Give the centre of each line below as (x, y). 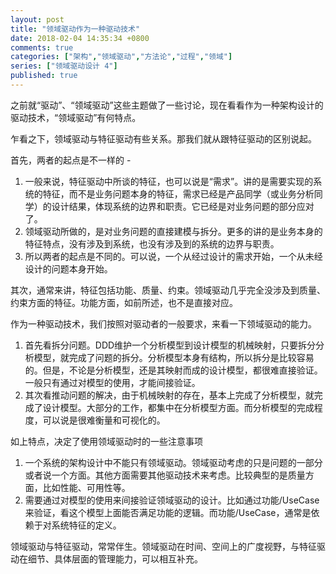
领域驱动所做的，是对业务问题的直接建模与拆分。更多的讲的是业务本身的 (173, 231)
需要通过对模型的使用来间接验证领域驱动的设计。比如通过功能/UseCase (172, 500)
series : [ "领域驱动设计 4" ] (64, 66)
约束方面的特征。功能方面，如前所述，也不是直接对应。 (124, 302)
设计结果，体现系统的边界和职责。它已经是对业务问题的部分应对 (183, 206)
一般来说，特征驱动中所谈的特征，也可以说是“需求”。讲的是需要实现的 (169, 181)
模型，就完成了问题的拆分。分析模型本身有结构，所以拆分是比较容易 (174, 357)
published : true (44, 76)
